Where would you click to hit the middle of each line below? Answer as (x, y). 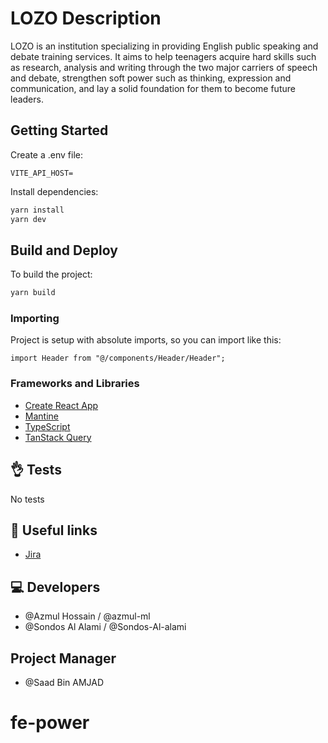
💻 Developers (55, 587)
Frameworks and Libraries (75, 384)
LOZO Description (86, 18)
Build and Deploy (64, 250)
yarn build (33, 293)
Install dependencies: (54, 191)
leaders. (27, 99)
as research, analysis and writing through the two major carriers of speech (164, 67)
